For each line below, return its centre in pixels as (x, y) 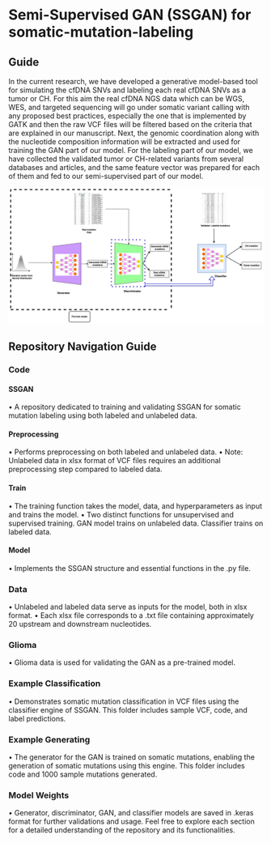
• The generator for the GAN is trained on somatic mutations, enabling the (131, 757)
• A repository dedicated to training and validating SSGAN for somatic (125, 407)
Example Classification (55, 683)
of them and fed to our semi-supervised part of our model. (106, 176)
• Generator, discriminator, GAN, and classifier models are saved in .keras (131, 813)
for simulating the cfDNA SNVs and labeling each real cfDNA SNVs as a (127, 90)
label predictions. (37, 718)
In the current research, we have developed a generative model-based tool (133, 81)
